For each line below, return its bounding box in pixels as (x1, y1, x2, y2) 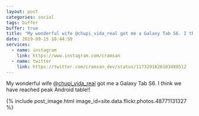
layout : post (6, 8, 38, 15)
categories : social (6, 14, 54, 20)
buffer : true (6, 25, 38, 31)
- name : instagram (11, 47, 57, 53)
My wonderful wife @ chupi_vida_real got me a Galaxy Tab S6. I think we (6, 80, 182, 87)
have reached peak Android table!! (6, 86, 91, 94)
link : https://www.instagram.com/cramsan (17, 53, 120, 59)
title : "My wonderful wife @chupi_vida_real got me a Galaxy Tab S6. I (6, 31, 187, 37)
